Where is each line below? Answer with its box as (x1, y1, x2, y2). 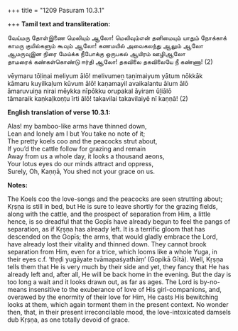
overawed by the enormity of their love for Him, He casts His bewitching (7, 293, 219, 301)
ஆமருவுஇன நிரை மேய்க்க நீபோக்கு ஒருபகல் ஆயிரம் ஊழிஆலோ (7, 50, 186, 58)
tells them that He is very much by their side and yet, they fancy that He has (7, 263, 229, 271)
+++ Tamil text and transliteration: (7, 20, 111, 28)
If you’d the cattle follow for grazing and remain (7, 145, 146, 153)
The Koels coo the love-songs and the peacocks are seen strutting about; (7, 195, 223, 203)
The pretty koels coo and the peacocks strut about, (7, 137, 158, 145)
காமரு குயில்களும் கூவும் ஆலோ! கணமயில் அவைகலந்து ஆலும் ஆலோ (7, 42, 204, 50)
